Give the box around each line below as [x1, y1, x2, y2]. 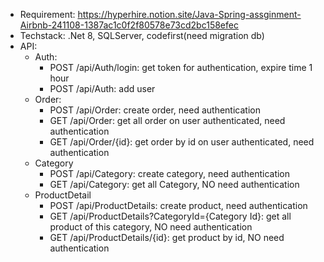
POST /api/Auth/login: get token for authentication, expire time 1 [49, 62, 313, 73]
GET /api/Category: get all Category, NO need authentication [49, 179, 300, 190]
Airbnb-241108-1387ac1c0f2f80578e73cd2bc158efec [19, 19, 239, 31]
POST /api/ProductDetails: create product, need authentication [49, 200, 308, 211]
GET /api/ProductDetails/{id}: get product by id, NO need [49, 232, 285, 243]
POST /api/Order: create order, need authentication [49, 104, 261, 116]
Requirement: [19, 9, 76, 20]
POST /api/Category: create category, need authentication [49, 168, 291, 179]
